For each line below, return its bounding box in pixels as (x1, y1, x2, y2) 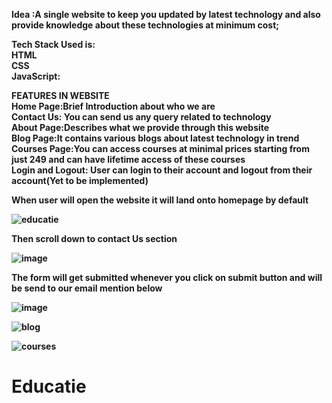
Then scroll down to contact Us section (11, 233, 178, 244)
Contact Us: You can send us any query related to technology (11, 111, 272, 123)
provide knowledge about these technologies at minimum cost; (11, 19, 280, 31)
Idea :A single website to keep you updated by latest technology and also (11, 9, 321, 20)
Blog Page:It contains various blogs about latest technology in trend (11, 132, 300, 144)
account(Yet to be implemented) (11, 175, 149, 186)
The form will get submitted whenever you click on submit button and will (11, 272, 323, 283)
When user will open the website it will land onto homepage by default (11, 194, 309, 206)
